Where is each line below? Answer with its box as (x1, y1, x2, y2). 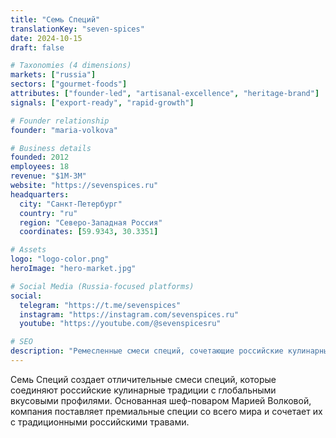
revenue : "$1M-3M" (10, 171, 87, 181)
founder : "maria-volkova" (10, 125, 118, 135)
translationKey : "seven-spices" (10, 24, 145, 34)
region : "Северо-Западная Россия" (19, 217, 163, 228)
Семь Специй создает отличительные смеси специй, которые (10, 373, 277, 385)
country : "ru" (19, 208, 78, 218)
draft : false (10, 42, 65, 53)
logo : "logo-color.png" (10, 254, 110, 265)
